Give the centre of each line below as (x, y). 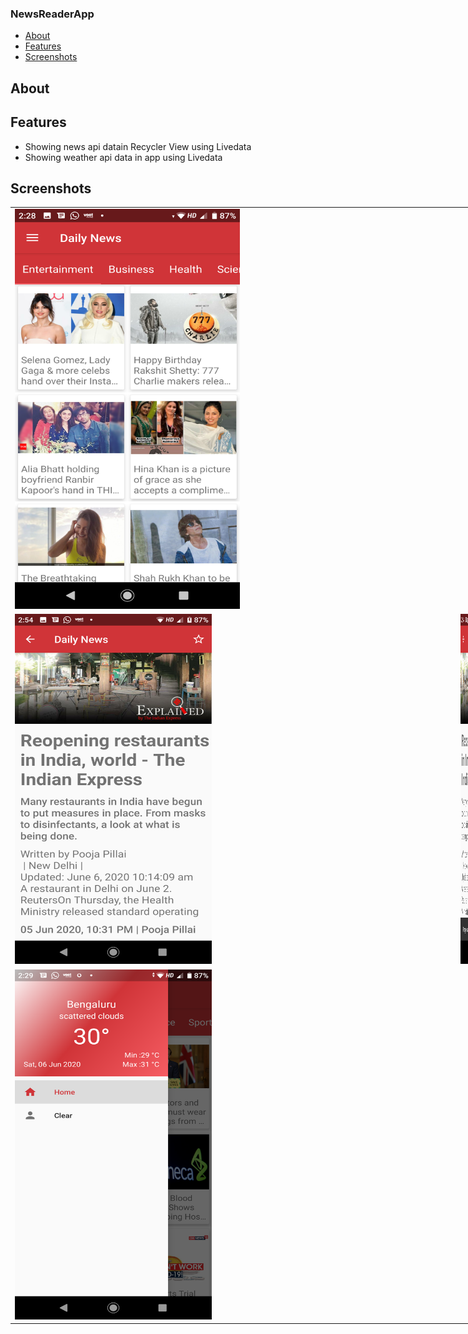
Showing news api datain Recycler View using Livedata (138, 146)
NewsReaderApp (52, 14)
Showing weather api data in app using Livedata (123, 157)
